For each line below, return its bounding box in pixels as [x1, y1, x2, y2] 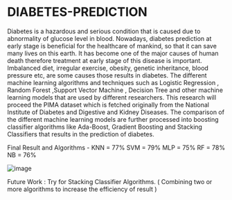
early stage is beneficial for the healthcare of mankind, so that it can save [7, 42, 217, 50]
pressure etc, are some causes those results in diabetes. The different [7, 71, 207, 80]
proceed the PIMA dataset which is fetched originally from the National [7, 100, 210, 109]
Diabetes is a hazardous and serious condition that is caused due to [7, 27, 201, 35]
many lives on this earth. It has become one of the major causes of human [7, 49, 219, 57]
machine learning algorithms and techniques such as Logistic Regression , [7, 78, 220, 87]
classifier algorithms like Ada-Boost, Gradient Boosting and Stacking [7, 122, 203, 131]
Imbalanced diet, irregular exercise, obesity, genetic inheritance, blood [7, 64, 209, 72]
